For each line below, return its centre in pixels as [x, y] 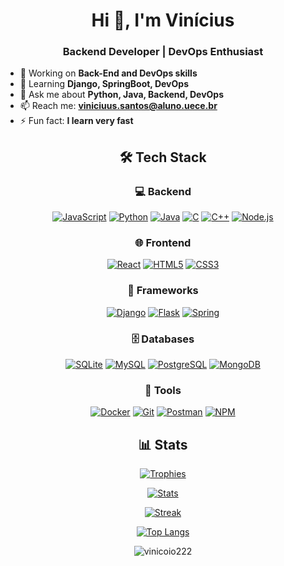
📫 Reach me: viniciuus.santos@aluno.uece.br [118, 106]
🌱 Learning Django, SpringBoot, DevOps [104, 84]
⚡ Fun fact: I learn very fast [76, 121]
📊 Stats [163, 444]
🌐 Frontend [163, 243]
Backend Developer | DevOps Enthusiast [163, 52]
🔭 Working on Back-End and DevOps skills [108, 73]
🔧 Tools [163, 390]
